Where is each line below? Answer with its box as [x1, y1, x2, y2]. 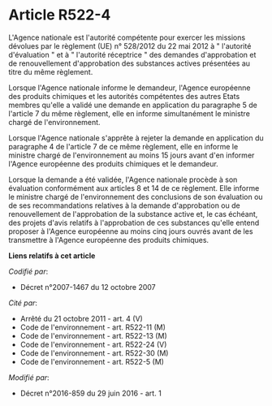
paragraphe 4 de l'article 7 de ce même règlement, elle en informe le [8, 141, 239, 151]
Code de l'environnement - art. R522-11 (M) [19, 322, 166, 332]
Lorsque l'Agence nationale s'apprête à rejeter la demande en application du [8, 132, 264, 143]
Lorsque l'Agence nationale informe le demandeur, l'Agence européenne [8, 83, 251, 93]
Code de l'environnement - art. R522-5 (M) [19, 356, 165, 366]
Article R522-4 [8, 6, 111, 24]
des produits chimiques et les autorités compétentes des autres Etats [8, 91, 240, 101]
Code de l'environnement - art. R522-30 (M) [19, 348, 169, 358]
